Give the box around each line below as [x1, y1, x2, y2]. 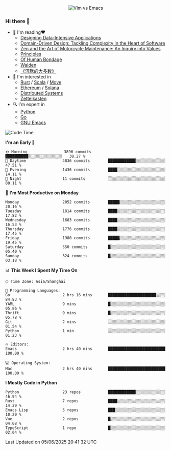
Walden [20, 62, 37, 68]
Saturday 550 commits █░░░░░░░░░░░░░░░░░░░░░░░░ [5, 244, 166, 250]
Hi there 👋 [5, 17, 31, 25]
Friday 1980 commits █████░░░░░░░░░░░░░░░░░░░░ [5, 236, 166, 241]
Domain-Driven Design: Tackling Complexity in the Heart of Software [20, 40, 165, 46]
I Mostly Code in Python [5, 380, 57, 386]
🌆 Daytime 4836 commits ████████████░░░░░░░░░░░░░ [5, 158, 166, 163]
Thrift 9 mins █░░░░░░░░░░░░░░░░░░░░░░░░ [5, 311, 166, 316]
